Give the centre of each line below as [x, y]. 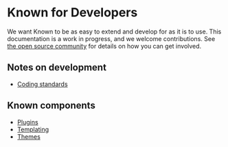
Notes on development [57, 67]
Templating [33, 129]
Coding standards [42, 84]
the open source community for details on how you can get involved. [104, 46]
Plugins [28, 122]
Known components [52, 106]
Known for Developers [72, 13]
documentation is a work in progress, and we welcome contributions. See [111, 38]
